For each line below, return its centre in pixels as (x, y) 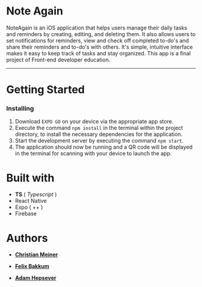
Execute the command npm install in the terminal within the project (99, 128)
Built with (30, 178)
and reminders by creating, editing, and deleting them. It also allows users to (101, 34)
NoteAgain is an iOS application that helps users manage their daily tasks (97, 28)
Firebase (26, 214)
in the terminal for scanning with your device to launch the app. (93, 153)
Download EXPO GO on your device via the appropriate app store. (94, 122)
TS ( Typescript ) (36, 194)
